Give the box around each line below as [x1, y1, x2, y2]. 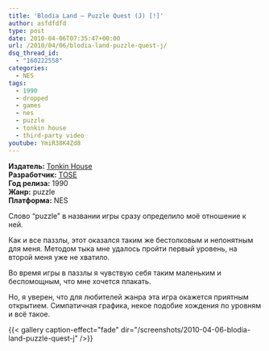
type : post [8, 27, 45, 35]
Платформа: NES [8, 195, 68, 205]
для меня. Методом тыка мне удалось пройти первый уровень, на [8, 243, 238, 254]
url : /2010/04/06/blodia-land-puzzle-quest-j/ [8, 42, 168, 50]
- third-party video [15, 131, 85, 139]
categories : [8, 64, 48, 72]
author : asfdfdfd [8, 19, 67, 27]
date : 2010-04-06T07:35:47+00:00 [8, 34, 121, 43]
